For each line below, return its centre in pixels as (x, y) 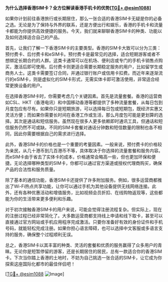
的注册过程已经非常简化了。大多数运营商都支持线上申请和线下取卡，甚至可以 (84, 216)
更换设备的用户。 (27, 85)
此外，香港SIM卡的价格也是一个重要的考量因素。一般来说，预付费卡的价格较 (84, 144)
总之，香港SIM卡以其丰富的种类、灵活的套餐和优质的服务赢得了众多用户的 (81, 245)
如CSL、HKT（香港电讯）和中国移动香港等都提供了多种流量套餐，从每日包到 (84, 102)
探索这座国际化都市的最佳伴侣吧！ (40, 264)
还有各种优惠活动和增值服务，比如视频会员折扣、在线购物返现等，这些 (86, 193)
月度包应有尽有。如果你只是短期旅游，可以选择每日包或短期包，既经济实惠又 (84, 109)
